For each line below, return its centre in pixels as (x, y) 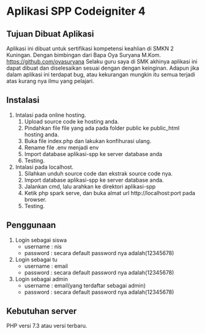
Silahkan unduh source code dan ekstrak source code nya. (99, 173)
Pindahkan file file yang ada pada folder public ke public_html (102, 128)
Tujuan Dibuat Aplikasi (50, 34)
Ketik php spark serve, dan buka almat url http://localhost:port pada (110, 193)
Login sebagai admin (42, 279)
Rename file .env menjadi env (61, 147)
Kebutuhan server (42, 311)
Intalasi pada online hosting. (50, 115)
